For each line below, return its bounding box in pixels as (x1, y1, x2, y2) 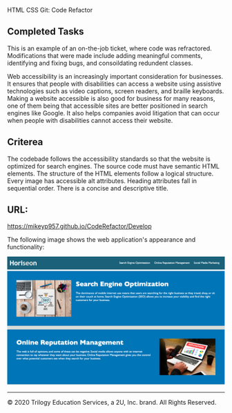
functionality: (7, 243, 45, 251)
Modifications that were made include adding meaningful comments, (7, 51, 203, 59)
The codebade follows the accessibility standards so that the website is (7, 155, 211, 163)
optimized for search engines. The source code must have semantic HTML (7, 162, 220, 170)
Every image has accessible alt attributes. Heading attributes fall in (7, 176, 197, 185)
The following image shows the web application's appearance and (7, 236, 196, 244)
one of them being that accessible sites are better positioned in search (7, 102, 209, 110)
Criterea (7, 136, 43, 148)
